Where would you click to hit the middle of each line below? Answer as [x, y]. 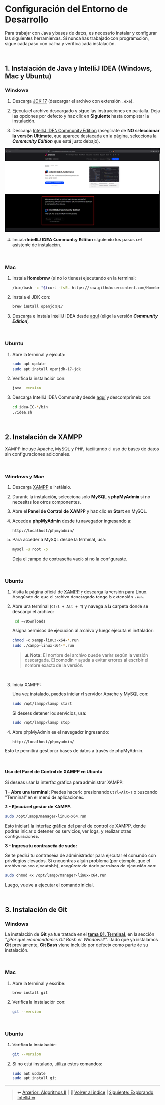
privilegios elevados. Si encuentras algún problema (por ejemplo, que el [78, 860]
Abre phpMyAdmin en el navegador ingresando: [61, 732]
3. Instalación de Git [36, 910]
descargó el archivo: [33, 612]
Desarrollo [27, 19]
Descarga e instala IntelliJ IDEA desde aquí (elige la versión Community [85, 316]
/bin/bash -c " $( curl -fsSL [41, 288]
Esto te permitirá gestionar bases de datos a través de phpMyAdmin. [74, 750]
